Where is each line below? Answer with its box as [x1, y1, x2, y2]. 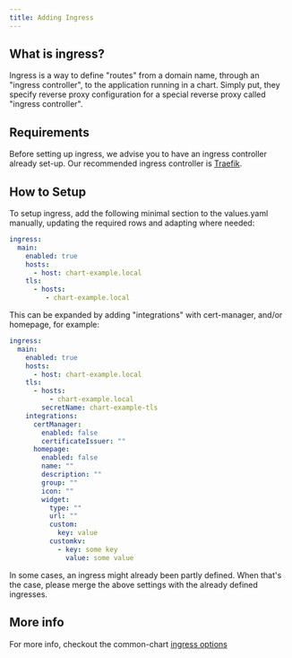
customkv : [48, 537, 87, 546]
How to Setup [9, 184, 87, 199]
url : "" [48, 512, 78, 521]
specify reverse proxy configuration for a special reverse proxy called [9, 89, 266, 100]
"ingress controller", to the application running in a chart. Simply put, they [9, 80, 280, 91]
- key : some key [56, 545, 118, 554]
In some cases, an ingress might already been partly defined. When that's [9, 569, 282, 580]
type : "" [48, 504, 82, 513]
